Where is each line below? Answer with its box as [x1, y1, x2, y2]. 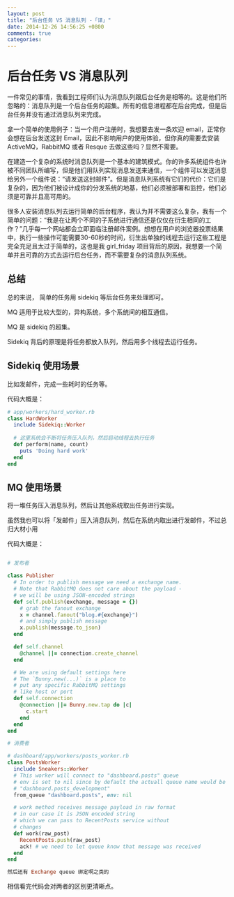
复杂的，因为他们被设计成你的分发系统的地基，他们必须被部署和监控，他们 [7, 184, 221, 192]
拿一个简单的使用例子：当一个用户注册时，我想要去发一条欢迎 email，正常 [7, 125, 220, 133]
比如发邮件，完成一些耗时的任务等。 [7, 380, 111, 388]
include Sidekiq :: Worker [13, 422, 86, 429]
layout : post [7, 10, 45, 17]
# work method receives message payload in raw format [13, 804, 176, 811]
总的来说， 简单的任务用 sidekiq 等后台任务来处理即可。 [7, 292, 167, 301]
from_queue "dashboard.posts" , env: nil [13, 792, 132, 799]
